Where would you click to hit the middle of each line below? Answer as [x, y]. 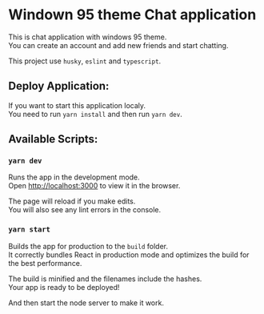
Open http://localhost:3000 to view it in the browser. [94, 186]
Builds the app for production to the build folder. [88, 246]
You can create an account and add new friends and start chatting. [118, 45]
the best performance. [45, 263]
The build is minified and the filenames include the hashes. [105, 279]
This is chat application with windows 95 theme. [88, 37]
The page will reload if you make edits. [72, 201]
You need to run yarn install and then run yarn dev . [95, 114]
